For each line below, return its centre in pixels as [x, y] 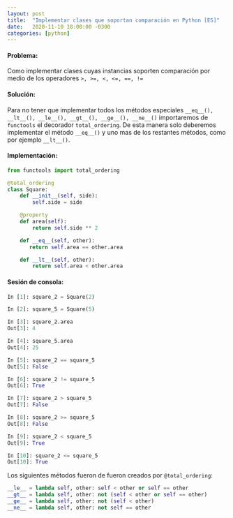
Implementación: [32, 156]
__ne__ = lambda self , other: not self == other [79, 508]
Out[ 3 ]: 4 [22, 329]
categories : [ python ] [39, 33]
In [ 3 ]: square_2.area [40, 322]
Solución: [22, 94]
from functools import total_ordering [63, 170]
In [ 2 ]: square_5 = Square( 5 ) [51, 309]
